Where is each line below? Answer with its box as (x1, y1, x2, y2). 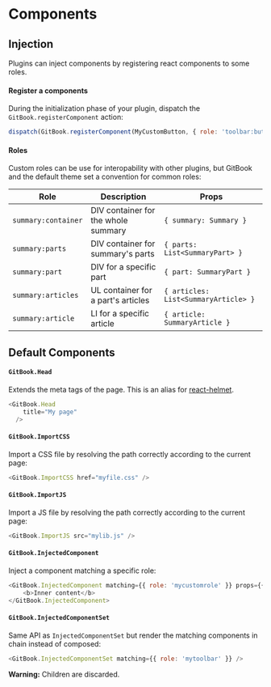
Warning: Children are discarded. (8, 669, 120, 679)
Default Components (8, 346, 115, 359)
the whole (90, 215, 128, 227)
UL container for (90, 285, 152, 296)
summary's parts (90, 248, 155, 260)
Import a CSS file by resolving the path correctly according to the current (8, 449, 252, 459)
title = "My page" (23, 408, 78, 416)
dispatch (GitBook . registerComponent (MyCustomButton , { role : (8, 128, 219, 136)
